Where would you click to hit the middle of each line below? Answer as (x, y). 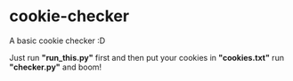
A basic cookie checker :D (57, 40)
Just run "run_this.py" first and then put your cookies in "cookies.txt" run (147, 57)
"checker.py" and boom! (56, 67)
